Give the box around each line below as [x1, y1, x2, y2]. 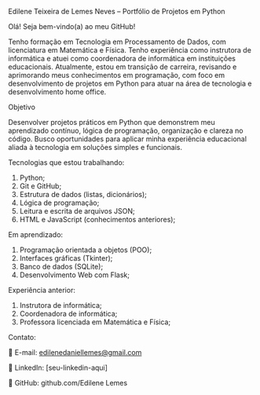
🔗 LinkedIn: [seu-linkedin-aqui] [8, 363, 108, 372]
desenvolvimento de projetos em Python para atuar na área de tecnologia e [8, 79, 252, 88]
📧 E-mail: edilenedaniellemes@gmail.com [8, 348, 142, 357]
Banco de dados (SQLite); [19, 262, 104, 271]
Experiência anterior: [8, 286, 76, 294]
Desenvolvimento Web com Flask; [19, 270, 130, 280]
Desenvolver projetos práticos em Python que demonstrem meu [8, 118, 215, 126]
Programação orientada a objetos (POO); [19, 245, 152, 254]
